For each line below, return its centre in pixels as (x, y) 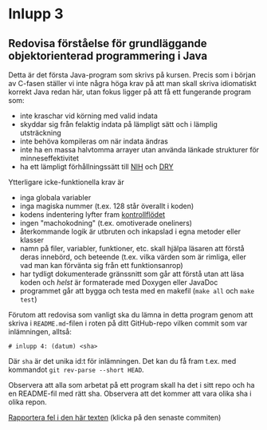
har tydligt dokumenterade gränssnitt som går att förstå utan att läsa (132, 274)
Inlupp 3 (36, 14)
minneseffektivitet (49, 158)
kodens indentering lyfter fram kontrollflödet (92, 215)
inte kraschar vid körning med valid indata (88, 116)
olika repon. (28, 402)
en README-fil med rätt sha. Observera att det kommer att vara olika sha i (130, 393)
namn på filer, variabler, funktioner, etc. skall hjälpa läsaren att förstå (132, 249)
